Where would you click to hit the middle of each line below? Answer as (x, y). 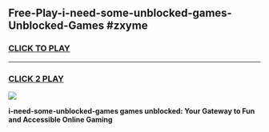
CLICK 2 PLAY (36, 78)
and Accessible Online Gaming (60, 119)
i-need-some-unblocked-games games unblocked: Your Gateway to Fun (132, 110)
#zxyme (127, 26)
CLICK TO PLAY (39, 49)
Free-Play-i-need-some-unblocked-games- (120, 13)
